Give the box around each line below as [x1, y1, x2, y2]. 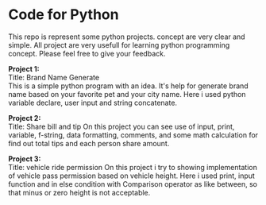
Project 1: [8, 64, 40, 73]
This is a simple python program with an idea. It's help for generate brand [8, 81, 249, 91]
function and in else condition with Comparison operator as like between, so [8, 179, 258, 188]
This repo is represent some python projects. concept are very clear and [8, 32, 245, 41]
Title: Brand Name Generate [8, 72, 100, 82]
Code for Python [8, 6, 119, 24]
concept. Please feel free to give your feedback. [8, 48, 166, 58]
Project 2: [8, 113, 41, 122]
